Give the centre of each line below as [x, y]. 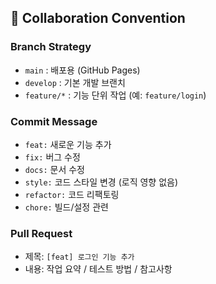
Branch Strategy [51, 47]
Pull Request [41, 233]
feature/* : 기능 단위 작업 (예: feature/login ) [115, 95]
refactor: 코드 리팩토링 [72, 194]
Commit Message [54, 121]
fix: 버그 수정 [52, 157]
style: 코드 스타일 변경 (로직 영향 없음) [101, 182]
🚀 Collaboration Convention [98, 18]
